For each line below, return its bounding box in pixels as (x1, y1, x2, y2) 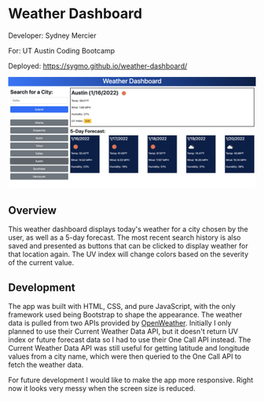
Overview (8, 204, 57, 217)
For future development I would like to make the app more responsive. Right (8, 375, 254, 384)
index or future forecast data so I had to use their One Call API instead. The (8, 335, 251, 344)
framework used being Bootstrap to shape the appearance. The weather (8, 310, 243, 319)
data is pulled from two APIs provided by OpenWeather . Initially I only (8, 318, 232, 327)
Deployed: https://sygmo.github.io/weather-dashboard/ (8, 61, 188, 71)
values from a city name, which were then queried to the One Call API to (8, 351, 242, 361)
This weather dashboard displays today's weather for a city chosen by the (8, 225, 249, 234)
